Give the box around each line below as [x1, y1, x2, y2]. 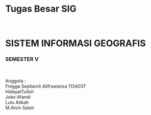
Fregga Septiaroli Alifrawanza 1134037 [5, 83, 86, 89]
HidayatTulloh [5, 89, 34, 95]
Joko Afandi [5, 94, 31, 100]
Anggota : [5, 78, 26, 84]
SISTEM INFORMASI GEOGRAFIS [5, 37, 146, 49]
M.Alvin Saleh [5, 105, 34, 111]
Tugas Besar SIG [5, 3, 77, 15]
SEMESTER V [5, 56, 39, 63]
